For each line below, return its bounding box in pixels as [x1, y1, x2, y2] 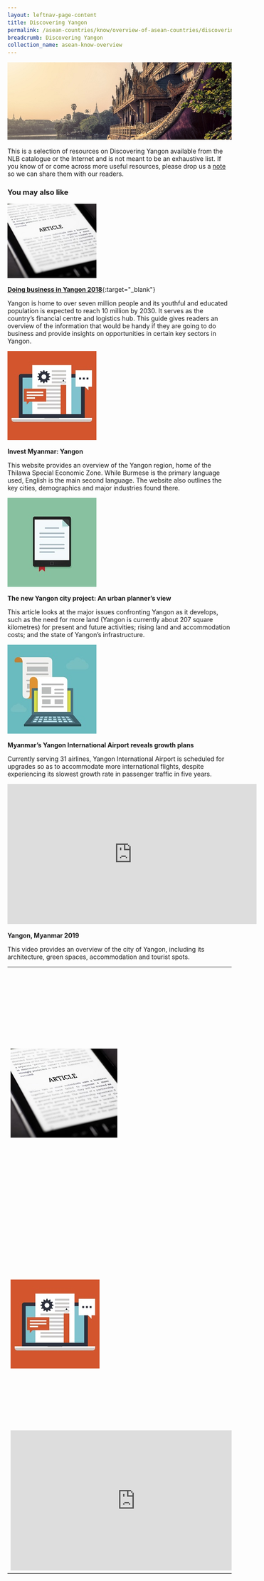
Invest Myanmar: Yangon [7, 447, 83, 456]
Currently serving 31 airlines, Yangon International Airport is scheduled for [7, 755, 225, 763]
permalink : [7, 26, 40, 33]
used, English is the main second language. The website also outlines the [7, 476, 222, 484]
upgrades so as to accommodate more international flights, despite [7, 762, 204, 770]
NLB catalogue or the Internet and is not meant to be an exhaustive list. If [7, 154, 222, 163]
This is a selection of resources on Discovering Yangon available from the [7, 147, 223, 155]
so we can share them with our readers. [7, 169, 125, 178]
